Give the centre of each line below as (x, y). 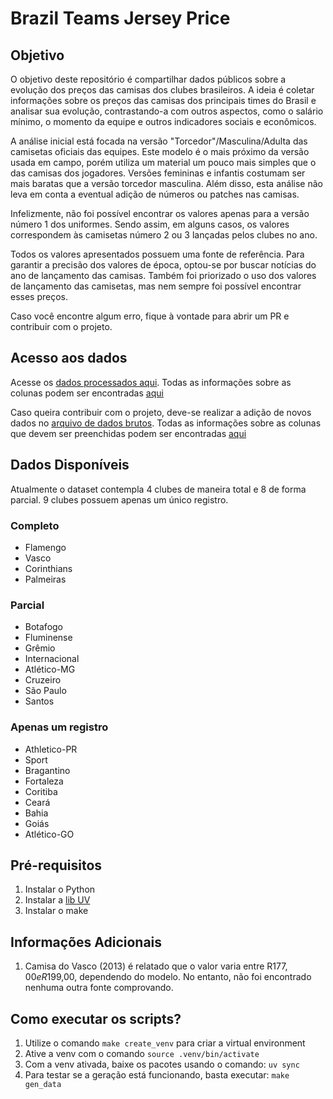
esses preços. (39, 296)
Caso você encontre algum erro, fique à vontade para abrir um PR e (150, 316)
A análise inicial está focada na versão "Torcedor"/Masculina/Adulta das (159, 141)
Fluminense (48, 638)
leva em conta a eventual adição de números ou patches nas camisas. (155, 194)
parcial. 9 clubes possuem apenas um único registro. (119, 499)
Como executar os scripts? (96, 1018)
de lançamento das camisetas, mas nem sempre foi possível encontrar (156, 286)
